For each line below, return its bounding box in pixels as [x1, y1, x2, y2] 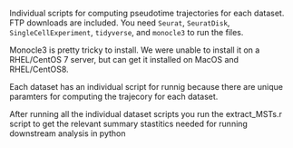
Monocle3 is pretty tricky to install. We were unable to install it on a [9, 44, 260, 55]
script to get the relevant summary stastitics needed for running [9, 118, 248, 129]
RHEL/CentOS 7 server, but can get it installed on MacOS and [9, 54, 239, 64]
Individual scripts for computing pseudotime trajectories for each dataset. [9, 8, 285, 18]
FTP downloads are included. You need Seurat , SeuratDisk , [9, 17, 230, 28]
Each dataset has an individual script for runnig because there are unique [9, 82, 284, 92]
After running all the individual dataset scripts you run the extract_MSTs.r [9, 109, 283, 119]
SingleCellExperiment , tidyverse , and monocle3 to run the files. [9, 27, 244, 37]
